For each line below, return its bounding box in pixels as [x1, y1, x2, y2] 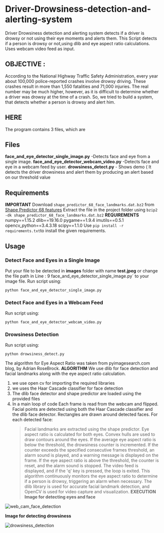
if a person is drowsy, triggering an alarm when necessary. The [24, 479, 152, 484]
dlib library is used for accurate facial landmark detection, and [24, 483, 150, 489]
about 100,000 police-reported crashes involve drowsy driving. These [5, 78, 146, 84]
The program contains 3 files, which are [5, 126, 86, 132]
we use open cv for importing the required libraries [12, 380, 115, 386]
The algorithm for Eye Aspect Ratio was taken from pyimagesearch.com [5, 360, 150, 366]
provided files [12, 396, 40, 402]
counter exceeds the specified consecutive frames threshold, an [24, 447, 155, 453]
